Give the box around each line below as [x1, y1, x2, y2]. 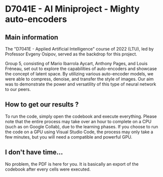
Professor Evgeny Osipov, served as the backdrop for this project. [5, 51, 137, 57]
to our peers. [5, 87, 31, 92]
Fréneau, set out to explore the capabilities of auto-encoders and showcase [5, 66, 157, 71]
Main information [5, 33, 58, 41]
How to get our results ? [5, 101, 79, 109]
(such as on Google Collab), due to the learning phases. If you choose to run [5, 124, 158, 129]
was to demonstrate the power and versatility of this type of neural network [5, 81, 157, 87]
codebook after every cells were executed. [5, 166, 91, 172]
